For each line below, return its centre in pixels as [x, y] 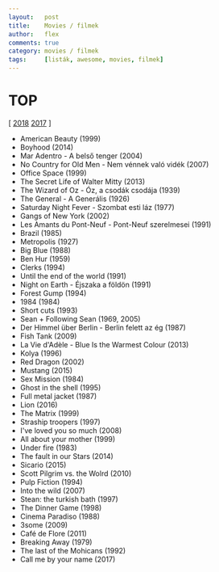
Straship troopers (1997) [60, 422]
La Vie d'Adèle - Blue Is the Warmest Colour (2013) [104, 344]
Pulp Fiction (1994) [51, 482]
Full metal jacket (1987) [58, 396]
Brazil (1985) [41, 233]
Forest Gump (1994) [53, 293]
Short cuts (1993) [49, 310]
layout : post [34, 17]
